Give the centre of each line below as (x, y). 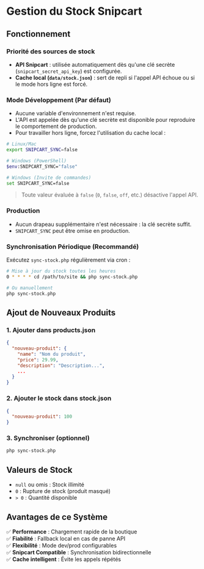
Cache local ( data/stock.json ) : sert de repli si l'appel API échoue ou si (105, 77)
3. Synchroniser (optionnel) (48, 438)
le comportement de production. (56, 126)
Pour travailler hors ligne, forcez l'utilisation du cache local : (90, 133)
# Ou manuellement (30, 288)
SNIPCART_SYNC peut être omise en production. (72, 230)
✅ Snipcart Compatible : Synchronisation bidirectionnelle (79, 552)
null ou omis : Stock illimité (49, 484)
